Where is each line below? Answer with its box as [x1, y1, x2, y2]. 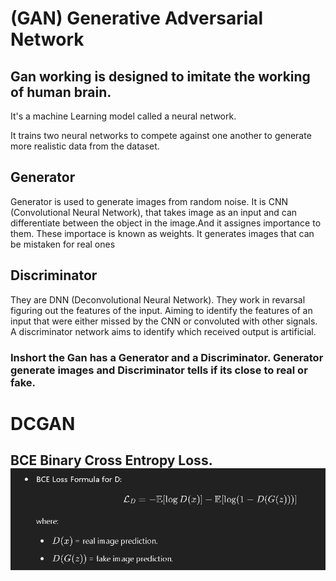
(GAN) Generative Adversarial [10, 7, 264, 30]
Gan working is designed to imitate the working [10, 68, 311, 85]
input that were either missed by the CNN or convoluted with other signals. [10, 315, 318, 327]
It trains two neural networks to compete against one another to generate [10, 130, 312, 141]
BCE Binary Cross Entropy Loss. [10, 452, 213, 469]
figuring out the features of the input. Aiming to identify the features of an [10, 304, 313, 316]
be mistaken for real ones [10, 238, 116, 250]
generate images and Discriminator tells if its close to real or [10, 363, 308, 377]
